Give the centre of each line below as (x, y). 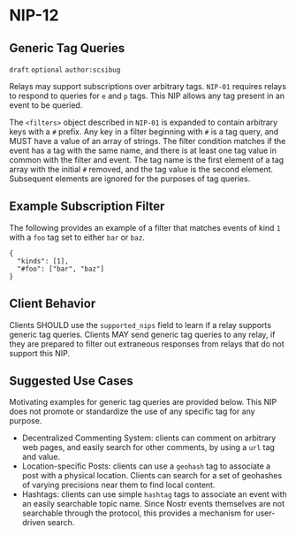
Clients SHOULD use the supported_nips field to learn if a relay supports (140, 325)
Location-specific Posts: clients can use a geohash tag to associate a (146, 466)
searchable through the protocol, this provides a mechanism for (138, 513)
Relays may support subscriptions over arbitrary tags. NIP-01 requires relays (148, 86)
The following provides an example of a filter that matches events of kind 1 (145, 227)
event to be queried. (46, 105)
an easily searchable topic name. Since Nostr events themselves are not (153, 504)
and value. (41, 457)
